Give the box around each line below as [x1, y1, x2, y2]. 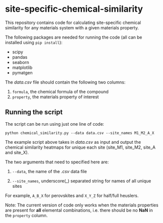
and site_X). [5, 149, 29, 155]
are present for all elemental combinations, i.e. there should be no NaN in [5, 207, 153, 213]
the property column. [5, 212, 48, 218]
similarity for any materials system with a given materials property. [5, 24, 139, 30]
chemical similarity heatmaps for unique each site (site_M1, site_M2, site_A [5, 144, 156, 150]
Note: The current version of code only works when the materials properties [5, 202, 159, 208]
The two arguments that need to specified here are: [5, 159, 109, 165]
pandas [12, 54, 28, 60]
